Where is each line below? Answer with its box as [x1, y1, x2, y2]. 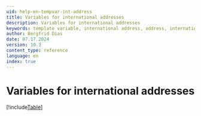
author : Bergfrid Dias [6, 31, 63, 37]
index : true [6, 58, 36, 64]
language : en [6, 53, 39, 59]
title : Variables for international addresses [6, 14, 124, 20]
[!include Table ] [6, 104, 43, 111]
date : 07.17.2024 [6, 36, 50, 42]
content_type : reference [6, 48, 68, 54]
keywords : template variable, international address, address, [6, 25, 167, 32]
